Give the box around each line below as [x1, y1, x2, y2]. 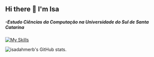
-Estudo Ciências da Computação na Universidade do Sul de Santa [5, 18, 149, 25]
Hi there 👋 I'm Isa [5, 5, 59, 13]
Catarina [5, 24, 25, 30]
